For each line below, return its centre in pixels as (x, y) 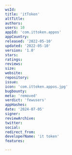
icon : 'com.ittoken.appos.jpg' (36, 87)
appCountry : (17, 37)
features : (15, 141)
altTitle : (15, 19)
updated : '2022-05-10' (28, 46)
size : (10, 69)
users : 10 (15, 28)
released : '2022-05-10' (29, 41)
